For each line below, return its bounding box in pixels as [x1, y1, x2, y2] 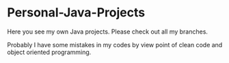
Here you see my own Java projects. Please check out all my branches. [7, 27, 208, 36]
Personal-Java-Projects [7, 5, 146, 21]
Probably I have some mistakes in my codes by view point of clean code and [7, 40, 223, 49]
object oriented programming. [7, 48, 92, 56]
